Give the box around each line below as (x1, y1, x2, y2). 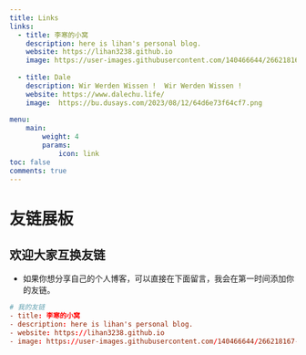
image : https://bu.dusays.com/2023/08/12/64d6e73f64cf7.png (25, 98, 262, 108)
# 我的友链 (9, 303, 46, 312)
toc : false (9, 157, 51, 167)
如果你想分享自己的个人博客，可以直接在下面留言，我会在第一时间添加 (22, 273, 287, 284)
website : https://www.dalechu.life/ (25, 89, 166, 99)
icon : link (57, 149, 100, 158)
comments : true (9, 166, 67, 175)
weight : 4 (42, 132, 79, 141)
